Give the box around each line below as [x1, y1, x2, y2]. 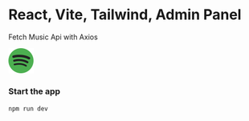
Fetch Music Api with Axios [8, 32, 98, 42]
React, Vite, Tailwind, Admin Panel [8, 6, 242, 24]
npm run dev [8, 105, 48, 113]
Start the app [8, 86, 61, 97]
